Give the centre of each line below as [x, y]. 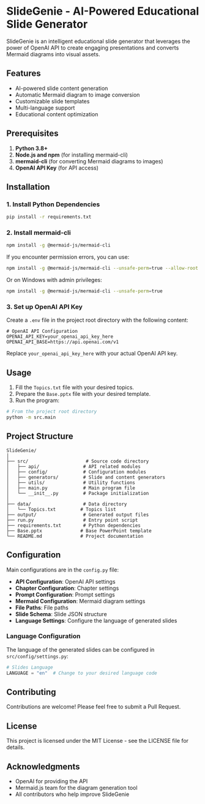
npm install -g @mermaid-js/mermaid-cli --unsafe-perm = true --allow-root [102, 268]
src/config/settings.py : [37, 656]
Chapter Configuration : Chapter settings [67, 588]
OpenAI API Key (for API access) [57, 168]
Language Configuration [43, 636]
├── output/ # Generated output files [78, 515]
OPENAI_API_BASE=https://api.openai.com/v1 [63, 342]
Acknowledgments [43, 766]
